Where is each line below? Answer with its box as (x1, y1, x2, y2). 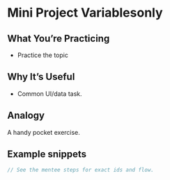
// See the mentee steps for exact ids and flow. (7, 167, 155, 174)
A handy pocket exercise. (7, 128, 80, 136)
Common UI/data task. (17, 89, 82, 98)
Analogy (7, 110, 45, 122)
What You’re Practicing (7, 33, 110, 44)
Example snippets (7, 148, 87, 161)
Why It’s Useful (7, 71, 75, 83)
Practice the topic (17, 51, 68, 59)
